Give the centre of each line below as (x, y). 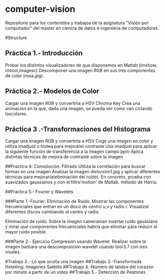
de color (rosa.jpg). (25, 76)
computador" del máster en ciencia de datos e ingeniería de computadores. (82, 28)
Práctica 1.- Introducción (44, 53)
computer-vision (40, 9)
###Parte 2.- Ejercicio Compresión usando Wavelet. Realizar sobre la (76, 241)
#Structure (16, 38)
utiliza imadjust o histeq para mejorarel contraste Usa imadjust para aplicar (81, 146)
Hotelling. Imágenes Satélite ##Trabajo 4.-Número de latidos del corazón (80, 267)
